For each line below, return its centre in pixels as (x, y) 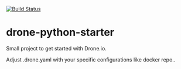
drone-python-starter (60, 32)
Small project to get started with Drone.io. (56, 48)
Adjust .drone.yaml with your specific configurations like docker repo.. (91, 59)
